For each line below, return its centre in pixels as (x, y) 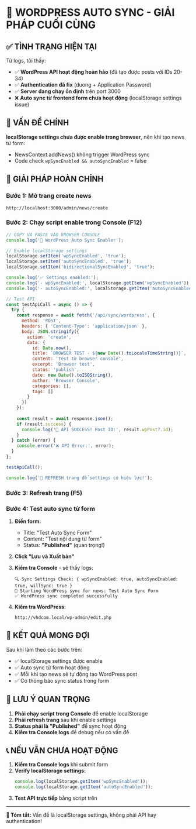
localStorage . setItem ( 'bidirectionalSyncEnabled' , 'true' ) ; (81, 267)
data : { (36, 342)
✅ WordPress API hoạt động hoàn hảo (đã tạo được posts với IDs (93, 72)
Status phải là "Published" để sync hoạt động (70, 726)
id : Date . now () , (52, 348)
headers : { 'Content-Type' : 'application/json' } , (84, 326)
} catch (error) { (34, 441)
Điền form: (28, 521)
